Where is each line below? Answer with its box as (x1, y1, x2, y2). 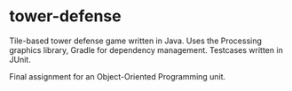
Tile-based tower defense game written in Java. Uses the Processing (9, 35, 262, 46)
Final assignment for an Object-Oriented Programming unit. (9, 71, 226, 81)
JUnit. (9, 54, 31, 64)
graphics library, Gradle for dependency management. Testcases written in (9, 44, 284, 55)
